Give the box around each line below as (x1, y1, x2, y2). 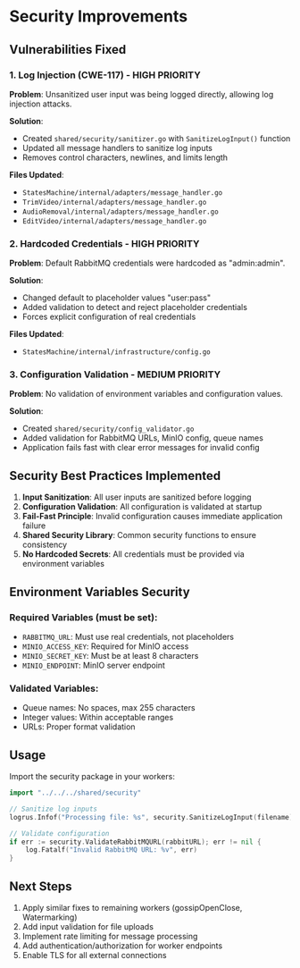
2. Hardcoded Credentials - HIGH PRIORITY (9, 237, 200, 249)
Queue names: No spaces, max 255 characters (21, 703, 196, 713)
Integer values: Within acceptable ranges (21, 712, 174, 723)
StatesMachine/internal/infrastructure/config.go (21, 348, 212, 357)
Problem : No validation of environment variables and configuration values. (9, 389, 284, 400)
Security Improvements (9, 6, 188, 27)
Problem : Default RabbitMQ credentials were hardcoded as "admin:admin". (9, 257, 286, 269)
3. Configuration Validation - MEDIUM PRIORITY (9, 368, 221, 381)
